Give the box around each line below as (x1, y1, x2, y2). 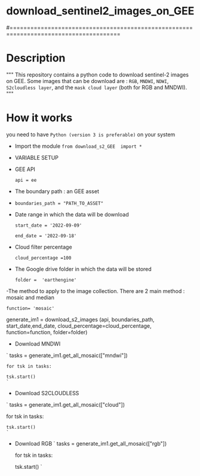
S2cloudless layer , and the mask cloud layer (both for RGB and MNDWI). (6, 84, 187, 91)
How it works (6, 111, 73, 125)
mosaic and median (6, 294, 55, 301)
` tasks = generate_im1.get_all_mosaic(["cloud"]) (6, 401, 125, 408)
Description (6, 51, 66, 65)
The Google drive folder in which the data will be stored (14, 265, 152, 273)
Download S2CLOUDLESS (14, 389, 79, 396)
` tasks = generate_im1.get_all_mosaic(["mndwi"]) (6, 352, 128, 359)
